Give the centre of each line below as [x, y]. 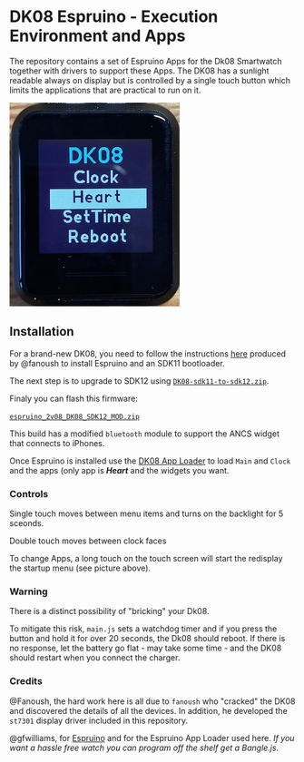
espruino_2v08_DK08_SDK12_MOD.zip [75, 416]
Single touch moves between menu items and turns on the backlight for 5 [147, 513]
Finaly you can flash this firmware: [74, 398]
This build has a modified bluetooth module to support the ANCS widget [144, 434]
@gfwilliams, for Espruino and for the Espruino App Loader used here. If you [152, 738]
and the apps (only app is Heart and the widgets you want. [119, 470]
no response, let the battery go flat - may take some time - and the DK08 [146, 648]
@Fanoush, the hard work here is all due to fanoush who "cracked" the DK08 [152, 701]
